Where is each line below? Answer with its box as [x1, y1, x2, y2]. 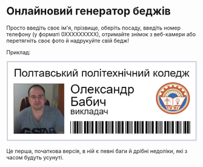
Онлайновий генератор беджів [6, 4, 171, 18]
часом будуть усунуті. [6, 154, 64, 161]
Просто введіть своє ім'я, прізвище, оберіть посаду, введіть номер [6, 24, 181, 31]
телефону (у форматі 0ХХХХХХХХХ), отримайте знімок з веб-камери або [6, 30, 196, 37]
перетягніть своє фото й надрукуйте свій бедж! [6, 37, 129, 44]
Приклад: [6, 48, 31, 55]
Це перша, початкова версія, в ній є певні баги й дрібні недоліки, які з [6, 148, 188, 155]
